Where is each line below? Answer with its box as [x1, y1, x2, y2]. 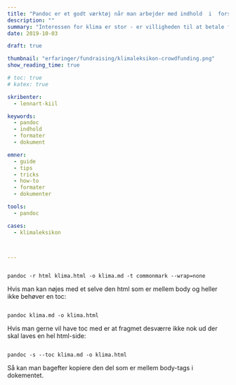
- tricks [13, 171, 39, 178]
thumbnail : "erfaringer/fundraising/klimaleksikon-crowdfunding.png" [7, 55, 216, 62]
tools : [7, 203, 27, 210]
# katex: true [7, 81, 49, 88]
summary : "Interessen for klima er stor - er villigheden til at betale [7, 23, 225, 30]
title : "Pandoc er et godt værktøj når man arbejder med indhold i [7, 10, 212, 18]
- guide [13, 158, 37, 165]
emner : [7, 151, 27, 158]
